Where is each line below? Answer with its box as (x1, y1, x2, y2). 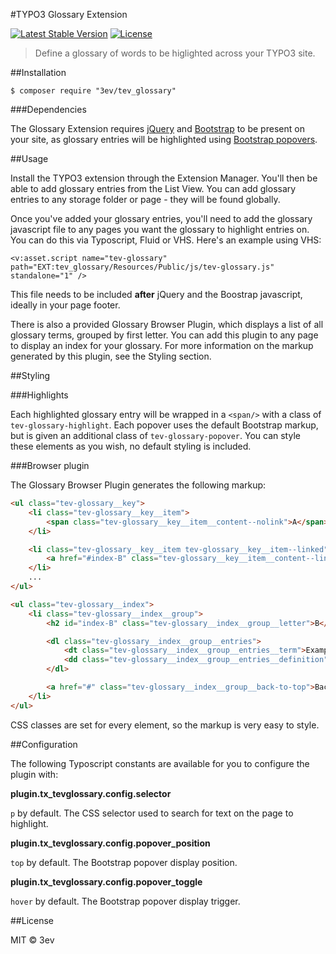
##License (10, 914, 55, 926)
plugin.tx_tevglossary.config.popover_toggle (10, 875, 203, 888)
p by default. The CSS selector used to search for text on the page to (10, 807, 294, 819)
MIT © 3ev (10, 934, 55, 946)
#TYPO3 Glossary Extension (10, 9, 128, 20)
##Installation (10, 67, 67, 78)
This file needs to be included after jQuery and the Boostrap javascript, (10, 289, 303, 300)
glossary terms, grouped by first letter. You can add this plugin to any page (10, 329, 319, 341)
